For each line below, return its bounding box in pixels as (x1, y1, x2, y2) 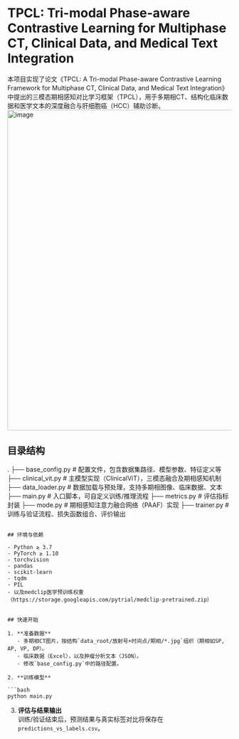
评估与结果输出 (17, 706, 62, 714)
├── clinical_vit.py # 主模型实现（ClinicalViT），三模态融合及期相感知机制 (7, 474, 222, 482)
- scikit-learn (7, 568, 53, 575)
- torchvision (7, 556, 50, 563)
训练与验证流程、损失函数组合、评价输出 (7, 509, 126, 518)
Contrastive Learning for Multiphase (7, 20, 227, 36)
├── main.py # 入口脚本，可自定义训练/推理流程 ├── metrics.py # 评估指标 (7, 491, 229, 500)
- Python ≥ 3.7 (7, 543, 53, 551)
